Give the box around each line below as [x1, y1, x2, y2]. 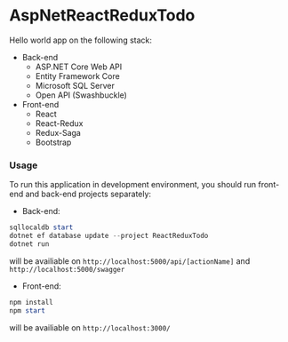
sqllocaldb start [9, 223, 74, 232]
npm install [9, 298, 53, 306]
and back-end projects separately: [25, 188, 152, 200]
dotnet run [9, 239, 50, 249]
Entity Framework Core [35, 70, 120, 81]
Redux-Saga [35, 127, 82, 138]
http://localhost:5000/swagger [9, 265, 125, 274]
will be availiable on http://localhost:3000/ [9, 322, 171, 333]
